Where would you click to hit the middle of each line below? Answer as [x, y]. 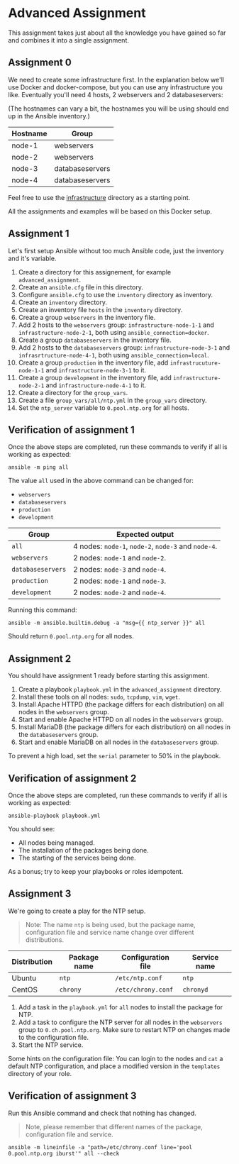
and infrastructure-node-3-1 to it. [96, 370]
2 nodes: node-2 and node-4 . [119, 592]
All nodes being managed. [56, 843]
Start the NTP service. [51, 1045]
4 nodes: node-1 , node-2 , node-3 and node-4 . [145, 546]
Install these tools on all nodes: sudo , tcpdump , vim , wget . [99, 697]
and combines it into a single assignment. [69, 40]
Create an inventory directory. [62, 302]
